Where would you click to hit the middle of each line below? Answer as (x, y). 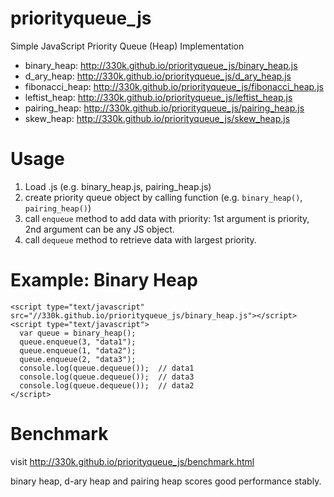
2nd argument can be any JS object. (99, 229)
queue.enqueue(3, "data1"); (78, 342)
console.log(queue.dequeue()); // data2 (107, 385)
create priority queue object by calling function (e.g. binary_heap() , (163, 197)
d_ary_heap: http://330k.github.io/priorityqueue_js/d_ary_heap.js (158, 76)
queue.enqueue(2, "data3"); (78, 359)
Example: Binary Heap (104, 280)
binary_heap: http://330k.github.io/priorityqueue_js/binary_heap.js (161, 65)
